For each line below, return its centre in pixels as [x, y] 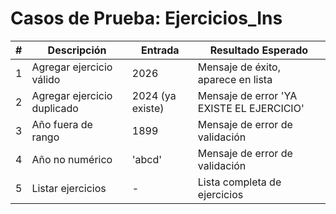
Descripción [77, 50]
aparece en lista [235, 79]
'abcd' [147, 159]
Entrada [160, 50]
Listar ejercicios [69, 188]
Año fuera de [62, 124]
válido [46, 79]
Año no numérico [72, 159]
